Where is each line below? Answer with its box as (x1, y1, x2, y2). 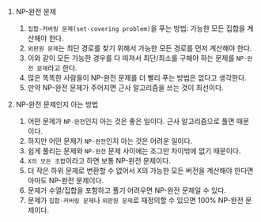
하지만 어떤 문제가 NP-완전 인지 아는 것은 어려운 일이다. (27, 137, 193, 145)
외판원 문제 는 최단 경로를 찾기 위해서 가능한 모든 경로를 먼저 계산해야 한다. (27, 43, 252, 53)
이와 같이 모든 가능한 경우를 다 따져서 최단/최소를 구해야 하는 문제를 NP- (27, 54, 248, 62)
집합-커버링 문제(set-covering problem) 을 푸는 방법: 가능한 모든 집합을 (27, 24, 246, 33)
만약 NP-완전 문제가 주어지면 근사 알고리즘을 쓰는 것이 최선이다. (27, 83, 224, 92)
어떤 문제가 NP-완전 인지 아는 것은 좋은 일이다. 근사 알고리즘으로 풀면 (27, 117, 235, 126)
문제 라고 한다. (36, 63, 78, 73)
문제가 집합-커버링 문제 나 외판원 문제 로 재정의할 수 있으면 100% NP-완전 (27, 196, 244, 205)
